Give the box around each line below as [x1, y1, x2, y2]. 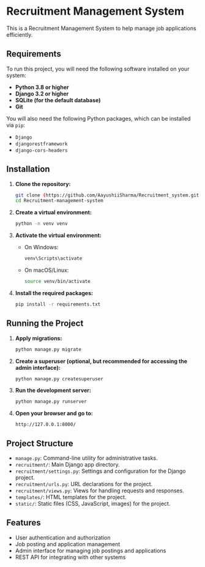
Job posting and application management [15, 540, 121, 547]
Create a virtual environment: [15, 209, 92, 216]
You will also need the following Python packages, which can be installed [6, 115, 191, 122]
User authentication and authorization [15, 534, 111, 541]
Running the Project [6, 318, 84, 329]
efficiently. [6, 31, 33, 38]
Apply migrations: [15, 334, 62, 342]
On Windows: [24, 244, 59, 251]
